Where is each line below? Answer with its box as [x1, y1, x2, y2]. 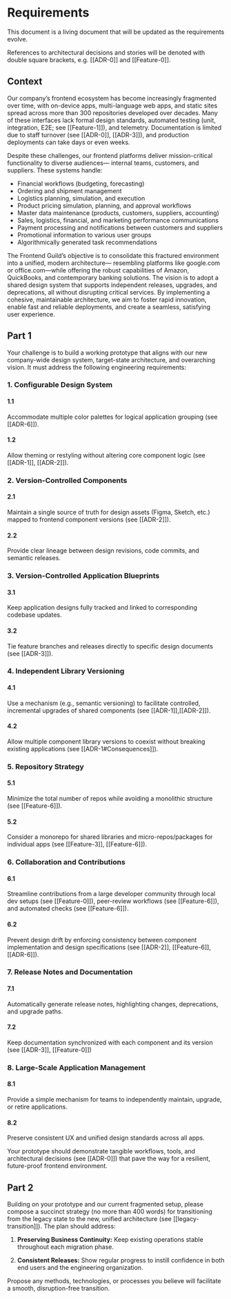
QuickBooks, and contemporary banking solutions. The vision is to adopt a [7, 273, 219, 281]
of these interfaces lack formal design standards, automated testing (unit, [7, 116, 216, 124]
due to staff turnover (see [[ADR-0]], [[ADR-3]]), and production [7, 130, 190, 139]
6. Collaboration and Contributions [7, 857, 125, 867]
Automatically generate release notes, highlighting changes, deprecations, [7, 1000, 219, 1008]
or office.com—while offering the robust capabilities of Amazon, [7, 266, 190, 274]
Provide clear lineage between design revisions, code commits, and [7, 546, 200, 555]
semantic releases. [7, 554, 61, 562]
